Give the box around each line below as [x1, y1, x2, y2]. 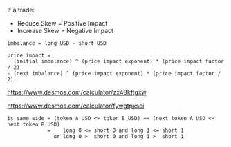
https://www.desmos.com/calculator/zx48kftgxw [7, 88, 147, 96]
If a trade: [7, 6, 35, 14]
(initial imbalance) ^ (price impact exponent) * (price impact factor [13, 58, 225, 65]
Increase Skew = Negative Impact [17, 27, 114, 35]
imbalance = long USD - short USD [7, 40, 107, 47]
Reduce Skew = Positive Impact [17, 19, 108, 27]
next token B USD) [7, 121, 60, 128]
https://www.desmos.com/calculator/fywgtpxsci [7, 101, 145, 110]
